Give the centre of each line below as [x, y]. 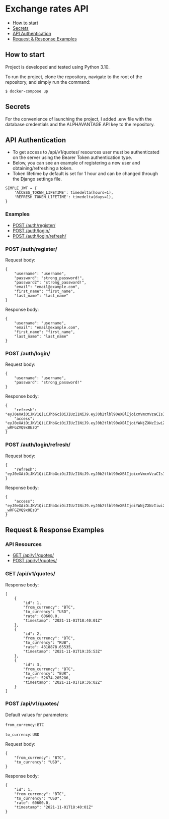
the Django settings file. [37, 179]
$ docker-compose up [27, 91]
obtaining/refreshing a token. [43, 168]
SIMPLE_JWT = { [21, 188]
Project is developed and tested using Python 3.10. [57, 67]
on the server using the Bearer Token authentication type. [72, 157]
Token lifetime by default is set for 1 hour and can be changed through [85, 174]
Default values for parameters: [37, 715]
